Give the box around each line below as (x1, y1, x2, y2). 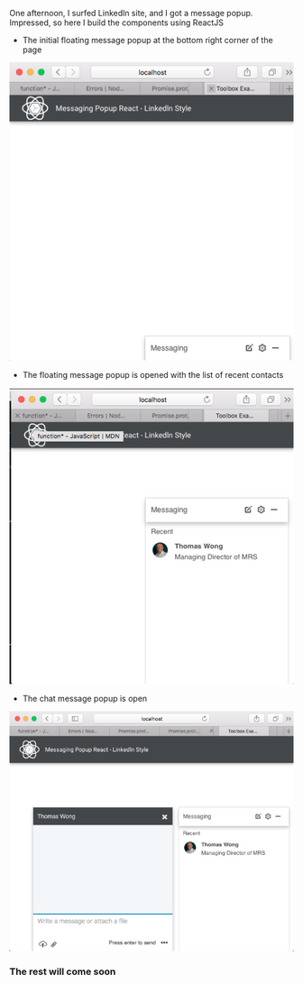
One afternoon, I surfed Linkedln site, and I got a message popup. (9, 8, 253, 18)
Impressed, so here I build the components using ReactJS (9, 17, 224, 28)
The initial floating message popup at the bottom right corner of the (22, 35, 273, 45)
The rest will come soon (9, 965, 116, 978)
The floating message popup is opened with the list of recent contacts (22, 370, 284, 381)
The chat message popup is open (22, 694, 148, 704)
